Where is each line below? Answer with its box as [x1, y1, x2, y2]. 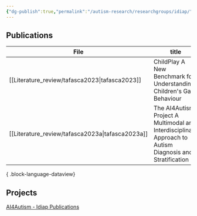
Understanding [153, 80, 195, 88]
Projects [6, 188, 38, 198]
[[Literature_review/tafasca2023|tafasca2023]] [9, 76, 142, 84]
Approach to [153, 134, 188, 142]
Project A [153, 111, 179, 119]
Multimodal [153, 119, 185, 127]
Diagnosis [153, 148, 181, 157]
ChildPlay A [153, 58, 186, 66]
